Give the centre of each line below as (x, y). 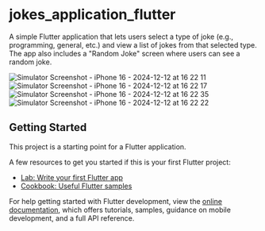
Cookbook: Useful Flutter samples (76, 186)
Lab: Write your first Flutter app (72, 177)
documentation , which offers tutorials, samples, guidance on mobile (120, 210)
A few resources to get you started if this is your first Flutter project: (120, 162)
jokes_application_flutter (92, 15)
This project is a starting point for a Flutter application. (98, 146)
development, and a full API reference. (72, 218)
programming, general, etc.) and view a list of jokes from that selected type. (133, 44)
